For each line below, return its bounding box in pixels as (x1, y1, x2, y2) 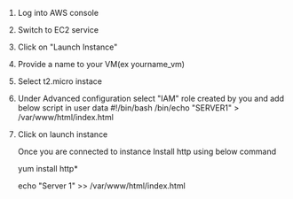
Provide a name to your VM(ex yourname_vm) (17, 59, 185, 69)
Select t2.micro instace (17, 76, 102, 87)
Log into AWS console (17, 8, 99, 18)
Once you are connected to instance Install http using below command (17, 146, 277, 157)
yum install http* (17, 164, 78, 173)
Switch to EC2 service (17, 25, 99, 34)
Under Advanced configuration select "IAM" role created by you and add (17, 93, 284, 103)
